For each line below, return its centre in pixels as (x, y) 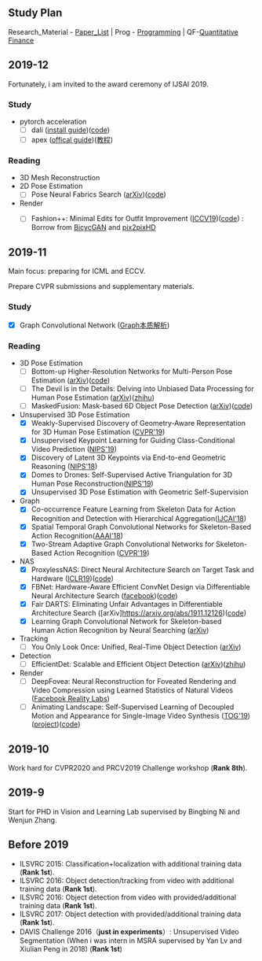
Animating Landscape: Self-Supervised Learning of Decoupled (133, 707)
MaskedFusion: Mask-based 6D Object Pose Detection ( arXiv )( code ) (142, 406)
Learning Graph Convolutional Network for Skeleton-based (126, 621)
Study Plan (35, 13)
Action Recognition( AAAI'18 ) (77, 535)
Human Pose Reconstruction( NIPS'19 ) (93, 484)
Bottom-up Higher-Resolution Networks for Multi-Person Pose (132, 371)
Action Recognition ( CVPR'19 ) (102, 553)
